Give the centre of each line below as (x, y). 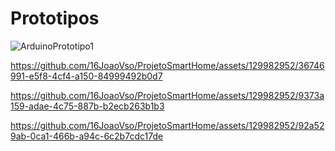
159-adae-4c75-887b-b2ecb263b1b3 (87, 106)
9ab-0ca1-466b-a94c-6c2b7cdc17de (87, 136)
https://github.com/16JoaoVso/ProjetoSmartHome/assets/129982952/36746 (167, 65)
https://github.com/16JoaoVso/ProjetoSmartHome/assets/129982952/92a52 (167, 125)
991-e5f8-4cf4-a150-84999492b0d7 (86, 76)
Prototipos (55, 18)
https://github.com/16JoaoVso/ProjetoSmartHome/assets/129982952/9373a (167, 95)
